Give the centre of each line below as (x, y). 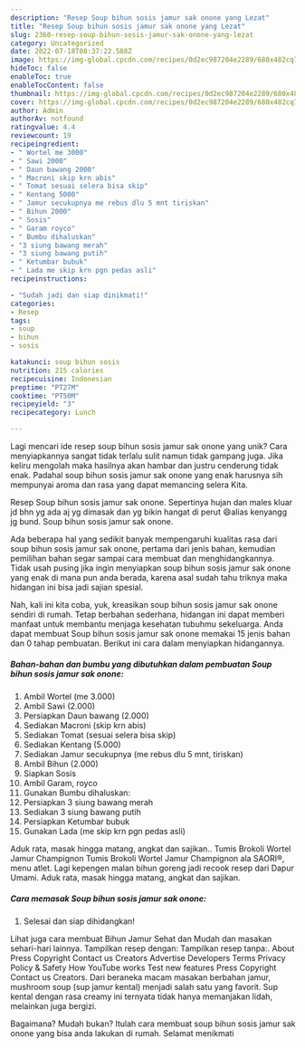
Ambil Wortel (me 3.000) (69, 696)
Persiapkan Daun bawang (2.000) (86, 716)
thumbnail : (31, 93)
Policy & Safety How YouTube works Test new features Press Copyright (143, 967)
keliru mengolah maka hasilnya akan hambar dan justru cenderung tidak (144, 466)
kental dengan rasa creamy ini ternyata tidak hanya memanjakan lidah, (142, 996)
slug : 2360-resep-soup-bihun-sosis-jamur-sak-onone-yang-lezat (132, 34)
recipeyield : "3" (43, 404)
